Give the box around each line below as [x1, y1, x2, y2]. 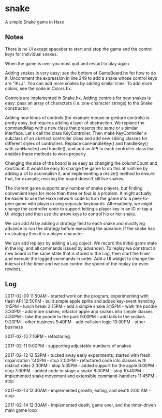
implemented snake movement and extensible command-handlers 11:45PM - [5, 373, 158, 379]
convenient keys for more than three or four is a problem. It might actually [5, 190, 152, 196]
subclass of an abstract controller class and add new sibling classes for [5, 135, 147, 141]
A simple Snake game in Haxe [5, 19, 64, 25]
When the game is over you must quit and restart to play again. [5, 60, 131, 66]
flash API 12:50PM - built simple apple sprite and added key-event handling [5, 298, 155, 304]
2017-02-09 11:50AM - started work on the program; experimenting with [5, 293, 149, 299]
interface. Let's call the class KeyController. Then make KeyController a [5, 130, 147, 136]
